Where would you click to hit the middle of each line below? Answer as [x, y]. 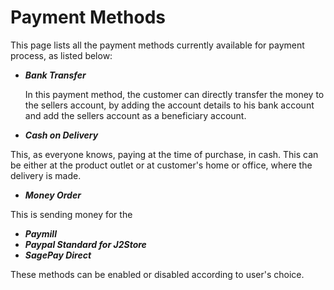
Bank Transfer [55, 75]
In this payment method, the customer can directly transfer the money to [174, 94]
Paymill [40, 233]
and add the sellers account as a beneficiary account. [135, 115]
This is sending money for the [71, 214]
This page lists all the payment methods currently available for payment [157, 45]
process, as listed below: [61, 55]
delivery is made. [46, 175]
